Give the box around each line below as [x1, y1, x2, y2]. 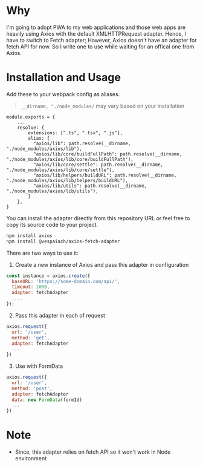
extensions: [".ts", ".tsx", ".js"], [28, 129, 123, 136]
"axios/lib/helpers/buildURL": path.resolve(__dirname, [33, 172, 177, 178]
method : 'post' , [11, 385, 53, 391]
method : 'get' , [11, 335, 50, 341]
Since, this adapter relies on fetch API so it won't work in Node [14, 448, 171, 456]
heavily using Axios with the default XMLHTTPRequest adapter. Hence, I [6, 30, 186, 37]
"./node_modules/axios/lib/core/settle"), [6, 167, 115, 173]
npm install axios [6, 232, 53, 239]
